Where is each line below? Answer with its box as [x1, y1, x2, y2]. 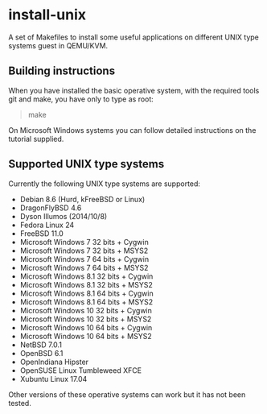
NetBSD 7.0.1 [19, 340, 63, 350]
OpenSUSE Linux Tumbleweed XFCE [19, 365, 142, 375]
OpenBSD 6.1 [19, 348, 64, 358]
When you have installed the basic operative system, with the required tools [8, 85, 260, 95]
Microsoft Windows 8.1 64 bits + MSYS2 [19, 296, 154, 307]
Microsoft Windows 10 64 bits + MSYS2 [19, 331, 152, 341]
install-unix [8, 6, 87, 24]
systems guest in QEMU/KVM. [8, 40, 109, 50]
